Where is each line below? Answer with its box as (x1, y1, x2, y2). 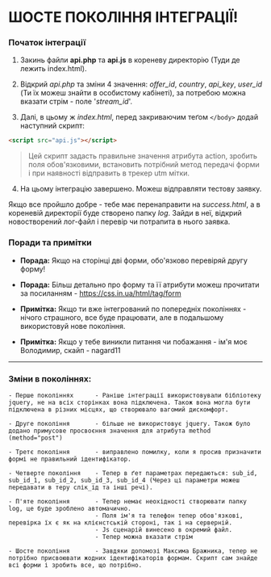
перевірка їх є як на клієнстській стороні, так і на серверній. (8, 518, 232, 527)
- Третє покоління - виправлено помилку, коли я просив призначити (8, 448, 262, 456)
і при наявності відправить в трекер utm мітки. (27, 168, 190, 178)
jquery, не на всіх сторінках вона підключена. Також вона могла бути (8, 398, 251, 406)
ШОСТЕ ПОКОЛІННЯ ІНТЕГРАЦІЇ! (8, 8, 239, 27)
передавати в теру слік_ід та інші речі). (8, 483, 153, 491)
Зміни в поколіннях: (8, 373, 92, 384)
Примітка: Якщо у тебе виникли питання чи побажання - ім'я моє (19, 336, 248, 347)
